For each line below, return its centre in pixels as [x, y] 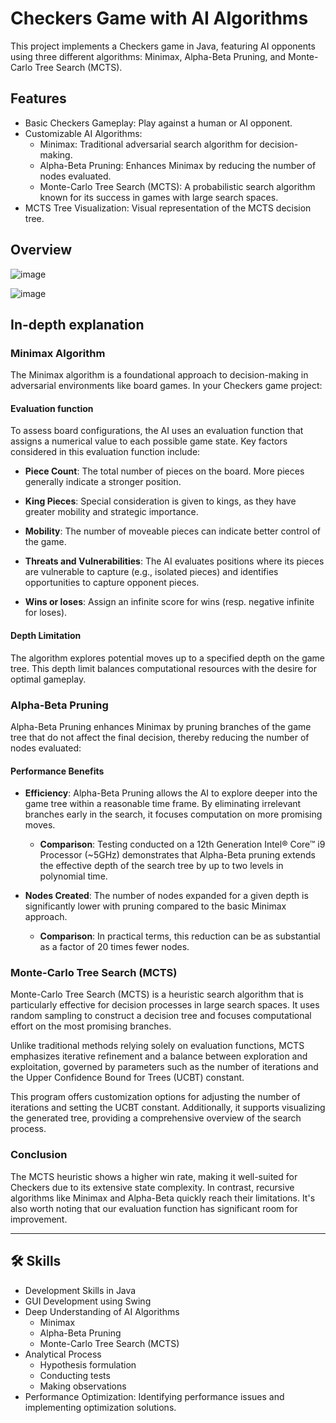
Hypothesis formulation [88, 1364]
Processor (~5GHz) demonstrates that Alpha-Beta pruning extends [177, 855]
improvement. [39, 1219]
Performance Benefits [57, 771]
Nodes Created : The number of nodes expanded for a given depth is [166, 896]
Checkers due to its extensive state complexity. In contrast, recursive [152, 1187]
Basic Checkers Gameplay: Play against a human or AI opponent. [158, 123]
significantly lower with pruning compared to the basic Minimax [155, 906]
